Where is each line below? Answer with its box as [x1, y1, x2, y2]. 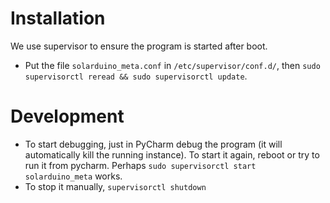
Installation [10, 7, 106, 30]
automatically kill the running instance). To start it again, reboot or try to [24, 148, 320, 161]
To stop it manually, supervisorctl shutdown [24, 180, 207, 192]
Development [10, 105, 125, 128]
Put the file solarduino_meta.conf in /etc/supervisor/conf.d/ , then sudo [24, 59, 321, 71]
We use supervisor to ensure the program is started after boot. [10, 40, 268, 52]
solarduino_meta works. [24, 170, 123, 182]
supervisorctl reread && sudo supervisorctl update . [24, 70, 248, 82]
